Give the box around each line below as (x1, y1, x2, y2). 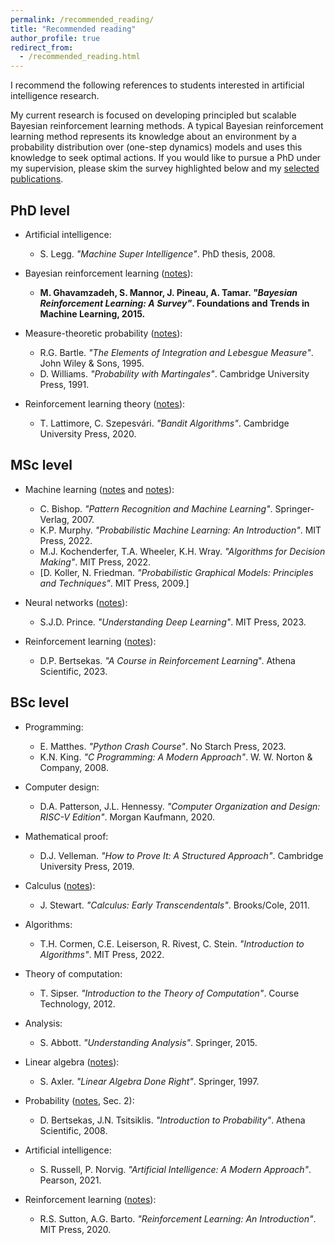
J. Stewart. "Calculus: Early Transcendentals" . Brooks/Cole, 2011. (39, 899, 310, 911)
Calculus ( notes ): (24, 879, 96, 891)
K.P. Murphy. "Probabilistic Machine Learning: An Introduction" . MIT (39, 524, 322, 536)
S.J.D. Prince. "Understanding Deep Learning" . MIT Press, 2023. (39, 616, 307, 628)
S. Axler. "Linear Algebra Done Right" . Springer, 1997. (39, 1075, 260, 1087)
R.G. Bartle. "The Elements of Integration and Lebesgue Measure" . (39, 346, 314, 358)
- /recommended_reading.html (19, 52, 141, 62)
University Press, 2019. (39, 860, 135, 872)
